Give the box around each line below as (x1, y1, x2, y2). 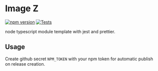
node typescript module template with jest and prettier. (5, 28, 116, 34)
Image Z (5, 3, 39, 14)
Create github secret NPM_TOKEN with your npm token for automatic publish (5, 56, 154, 62)
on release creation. (5, 61, 45, 67)
